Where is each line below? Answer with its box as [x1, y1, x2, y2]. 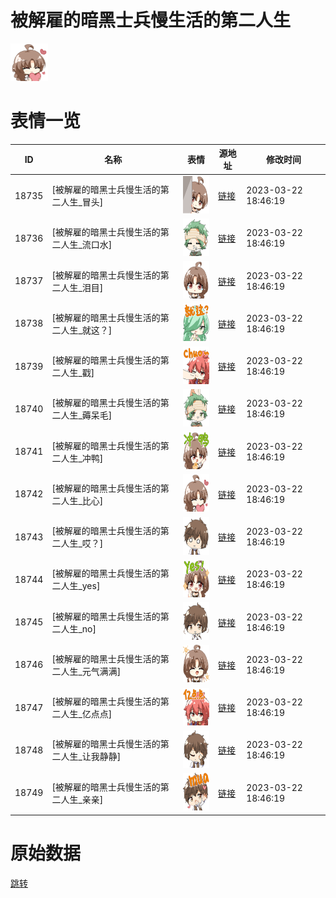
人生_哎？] [60, 537, 104, 550]
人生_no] [60, 622, 97, 635]
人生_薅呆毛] [60, 409, 113, 421]
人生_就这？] [60, 324, 113, 336]
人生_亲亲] [60, 793, 104, 805]
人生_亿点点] [60, 708, 113, 720]
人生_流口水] [60, 239, 113, 251]
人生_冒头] [60, 196, 104, 208]
